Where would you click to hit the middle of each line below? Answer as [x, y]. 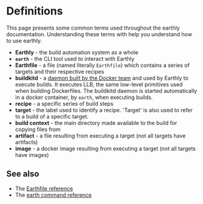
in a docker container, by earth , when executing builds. [84, 97]
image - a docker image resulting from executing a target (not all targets [105, 148]
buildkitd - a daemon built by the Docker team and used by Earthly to [102, 78]
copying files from [38, 129]
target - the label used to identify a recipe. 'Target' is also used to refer [104, 110]
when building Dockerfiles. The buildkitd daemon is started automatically [106, 91]
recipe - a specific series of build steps [64, 103]
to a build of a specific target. [52, 116]
